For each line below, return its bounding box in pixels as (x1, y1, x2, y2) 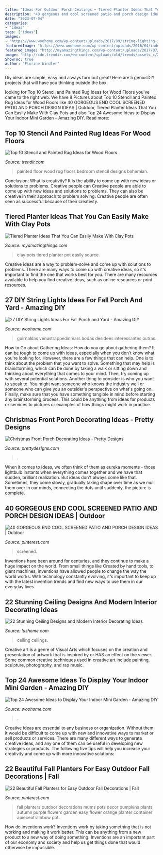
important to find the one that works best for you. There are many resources (5, 272, 158, 277)
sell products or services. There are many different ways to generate (5, 735, 142, 741)
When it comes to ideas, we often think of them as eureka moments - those (5, 464, 156, 470)
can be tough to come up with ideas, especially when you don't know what (5, 350, 155, 356)
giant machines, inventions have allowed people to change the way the (5, 568, 147, 574)
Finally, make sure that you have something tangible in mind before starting (5, 391, 155, 397)
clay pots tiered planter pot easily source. (16, 252, 100, 257)
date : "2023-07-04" (5, 16, 45, 21)
